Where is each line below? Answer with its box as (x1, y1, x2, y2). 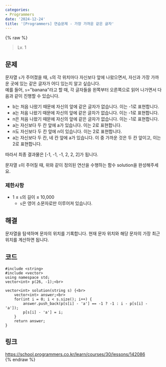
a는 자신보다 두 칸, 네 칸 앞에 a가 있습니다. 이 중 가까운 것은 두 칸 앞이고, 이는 (12, 135, 162, 141)
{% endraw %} (5, 357, 36, 363)
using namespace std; (5, 275, 50, 280)
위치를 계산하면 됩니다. (5, 237, 49, 243)
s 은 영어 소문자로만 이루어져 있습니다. (19, 200, 93, 207)
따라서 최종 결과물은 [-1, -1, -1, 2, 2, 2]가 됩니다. (5, 151, 98, 157)
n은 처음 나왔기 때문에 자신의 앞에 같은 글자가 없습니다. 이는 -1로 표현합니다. (12, 116, 159, 122)
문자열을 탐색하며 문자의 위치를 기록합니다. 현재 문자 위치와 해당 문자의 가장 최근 (5, 231, 161, 237)
